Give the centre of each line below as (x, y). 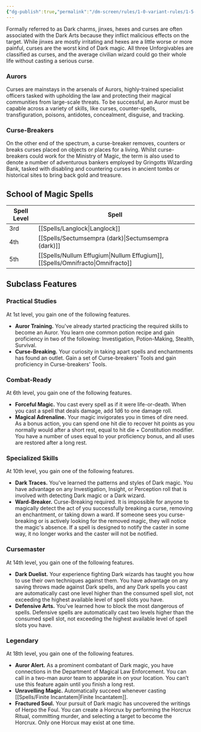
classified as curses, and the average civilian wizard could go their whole (96, 54)
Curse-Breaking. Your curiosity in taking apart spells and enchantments (104, 351)
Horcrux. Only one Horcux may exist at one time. (75, 722)
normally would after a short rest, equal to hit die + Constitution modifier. (104, 430)
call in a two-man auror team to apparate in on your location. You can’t (102, 677)
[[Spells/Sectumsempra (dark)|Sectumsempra (103, 239)
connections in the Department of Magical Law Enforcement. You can (100, 671)
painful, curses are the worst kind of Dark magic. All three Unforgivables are (100, 48)
